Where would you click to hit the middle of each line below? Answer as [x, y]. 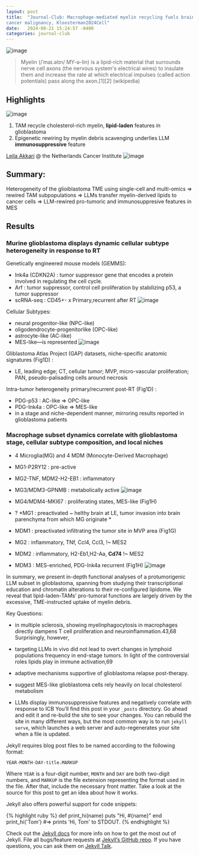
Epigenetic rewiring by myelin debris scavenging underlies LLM [92, 138]
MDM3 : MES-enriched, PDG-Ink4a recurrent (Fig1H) [79, 565]
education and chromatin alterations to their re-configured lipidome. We [94, 589]
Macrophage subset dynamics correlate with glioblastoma [92, 435]
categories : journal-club [38, 34]
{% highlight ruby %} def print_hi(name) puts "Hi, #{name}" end [84, 815]
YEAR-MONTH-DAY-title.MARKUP [42, 762]
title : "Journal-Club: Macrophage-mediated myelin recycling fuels [92, 17]
